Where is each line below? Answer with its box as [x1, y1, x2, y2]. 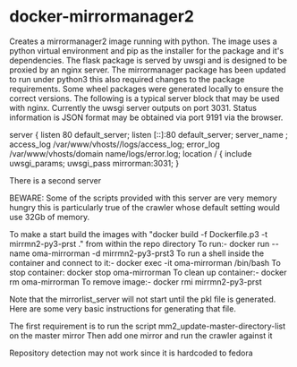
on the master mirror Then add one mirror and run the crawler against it [9, 329, 273, 341]
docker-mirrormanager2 [9, 6, 195, 27]
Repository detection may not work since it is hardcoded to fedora [9, 347, 253, 358]
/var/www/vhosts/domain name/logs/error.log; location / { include [9, 148, 252, 158]
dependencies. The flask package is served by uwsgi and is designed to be [9, 55, 288, 65]
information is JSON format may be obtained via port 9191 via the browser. [9, 112, 284, 123]
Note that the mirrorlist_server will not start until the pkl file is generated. [9, 294, 276, 304]
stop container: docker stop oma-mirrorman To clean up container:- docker [9, 267, 288, 277]
